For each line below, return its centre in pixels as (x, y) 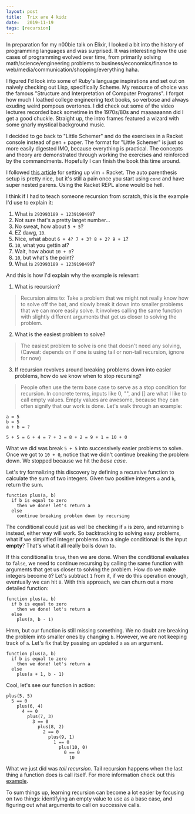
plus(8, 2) (51, 727)
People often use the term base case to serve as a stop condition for (103, 387)
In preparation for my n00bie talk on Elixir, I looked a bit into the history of (95, 45)
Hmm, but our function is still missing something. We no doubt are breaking (97, 631)
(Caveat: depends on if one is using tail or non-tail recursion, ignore (102, 352)
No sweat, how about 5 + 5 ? (49, 226)
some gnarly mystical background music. (56, 125)
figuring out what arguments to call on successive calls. (73, 805)
